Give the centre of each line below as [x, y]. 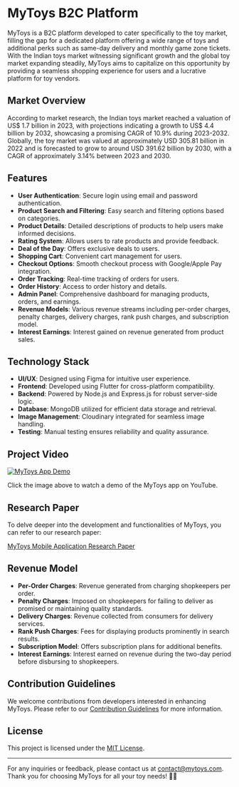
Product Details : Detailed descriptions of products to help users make [121, 225]
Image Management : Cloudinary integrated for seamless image [111, 417]
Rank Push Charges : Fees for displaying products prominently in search [123, 631]
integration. [34, 271]
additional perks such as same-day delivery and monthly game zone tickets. [119, 48]
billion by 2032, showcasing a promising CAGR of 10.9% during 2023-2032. [118, 133]
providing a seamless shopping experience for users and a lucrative [107, 71]
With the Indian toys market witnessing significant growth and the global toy [118, 56]
